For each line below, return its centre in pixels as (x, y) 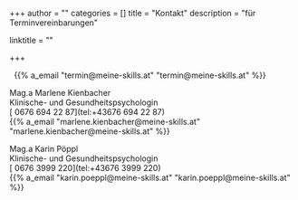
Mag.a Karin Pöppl (44, 149)
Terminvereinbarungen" (53, 23)
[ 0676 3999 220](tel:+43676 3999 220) (85, 168)
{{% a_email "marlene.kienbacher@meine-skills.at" (105, 122)
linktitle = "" (32, 40)
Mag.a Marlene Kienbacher (60, 93)
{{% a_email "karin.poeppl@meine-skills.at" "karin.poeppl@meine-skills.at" (150, 177)
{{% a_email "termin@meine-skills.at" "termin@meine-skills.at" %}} (140, 75)
